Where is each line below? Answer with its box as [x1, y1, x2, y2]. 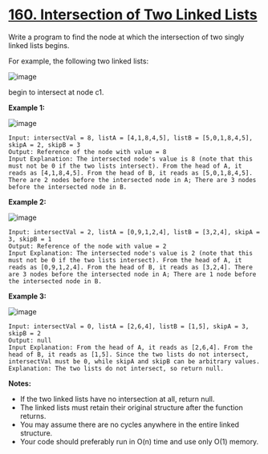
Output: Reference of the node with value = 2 [8, 242, 167, 250]
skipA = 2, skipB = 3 [8, 140, 81, 149]
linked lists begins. [8, 40, 70, 50]
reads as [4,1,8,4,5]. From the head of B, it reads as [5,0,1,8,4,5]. [8, 168, 253, 177]
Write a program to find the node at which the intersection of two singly [8, 32, 245, 42]
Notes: [8, 379, 32, 388]
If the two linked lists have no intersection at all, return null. [19, 394, 215, 403]
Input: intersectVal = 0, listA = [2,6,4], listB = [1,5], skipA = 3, [8, 322, 250, 330]
